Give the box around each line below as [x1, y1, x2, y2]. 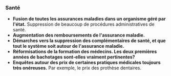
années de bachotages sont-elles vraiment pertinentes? [12, 54, 135, 60]
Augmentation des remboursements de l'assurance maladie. [12, 32, 145, 39]
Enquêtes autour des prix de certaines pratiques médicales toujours [12, 60, 161, 66]
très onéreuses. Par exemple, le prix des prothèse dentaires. [12, 65, 142, 71]
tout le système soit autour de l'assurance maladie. [12, 43, 124, 49]
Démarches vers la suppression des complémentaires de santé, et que [12, 37, 166, 44]
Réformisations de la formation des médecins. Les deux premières [12, 48, 157, 55]
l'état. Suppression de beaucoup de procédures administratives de [12, 21, 155, 27]
